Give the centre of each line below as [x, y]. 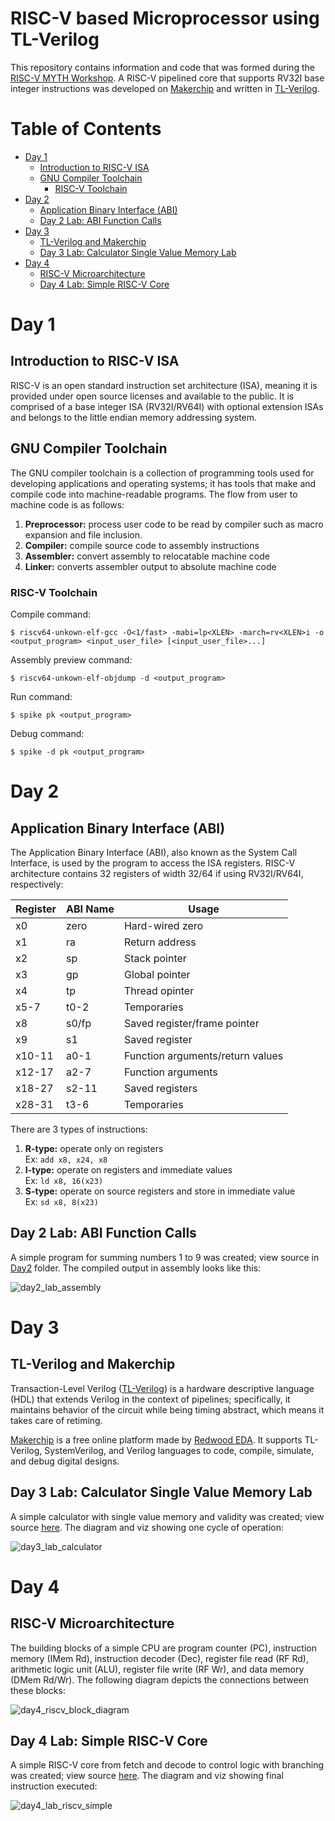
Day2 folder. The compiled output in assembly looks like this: [136, 1268]
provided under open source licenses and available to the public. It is [152, 396]
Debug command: [47, 733]
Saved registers [160, 1088]
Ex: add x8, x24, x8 [66, 1159]
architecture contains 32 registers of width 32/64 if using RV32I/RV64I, [157, 873]
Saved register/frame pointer [191, 1023]
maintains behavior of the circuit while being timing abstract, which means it [167, 1409]
